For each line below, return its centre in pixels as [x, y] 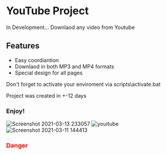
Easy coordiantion [37, 60]
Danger [17, 145]
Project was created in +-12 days [46, 95]
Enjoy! [15, 111]
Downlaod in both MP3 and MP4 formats [64, 66]
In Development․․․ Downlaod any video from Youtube [70, 27]
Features [23, 46]
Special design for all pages [49, 73]
